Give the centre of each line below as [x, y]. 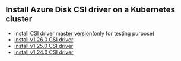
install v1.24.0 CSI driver [44, 52]
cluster [19, 19]
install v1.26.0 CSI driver [44, 39]
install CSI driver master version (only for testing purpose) [84, 33]
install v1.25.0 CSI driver [44, 46]
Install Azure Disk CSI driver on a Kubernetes [90, 10]
